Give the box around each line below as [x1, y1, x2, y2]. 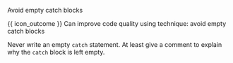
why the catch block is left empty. [7, 48, 105, 56]
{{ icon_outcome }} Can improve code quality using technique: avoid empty [7, 20, 227, 27]
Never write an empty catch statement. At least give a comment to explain [7, 41, 222, 48]
